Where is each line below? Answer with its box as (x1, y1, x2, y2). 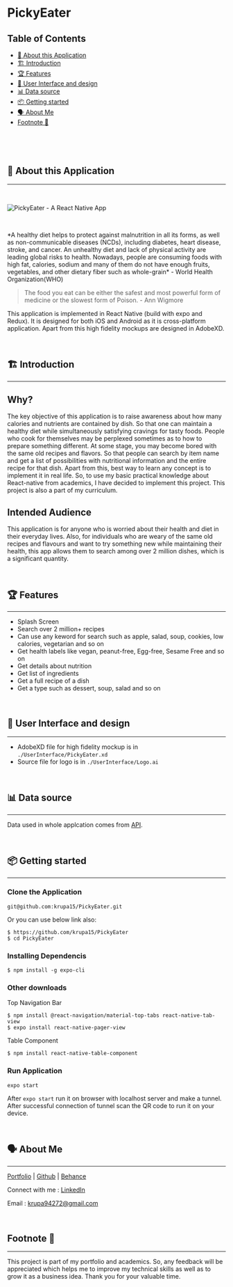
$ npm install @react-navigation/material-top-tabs (7, 1012, 159, 1019)
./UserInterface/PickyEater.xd (17, 751, 108, 758)
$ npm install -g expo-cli (7, 967, 85, 974)
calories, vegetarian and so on (17, 640, 104, 648)
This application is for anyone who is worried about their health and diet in (7, 525, 220, 533)
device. (7, 1109, 28, 1117)
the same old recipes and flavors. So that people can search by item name (7, 449, 220, 457)
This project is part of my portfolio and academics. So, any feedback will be (7, 1258, 223, 1266)
